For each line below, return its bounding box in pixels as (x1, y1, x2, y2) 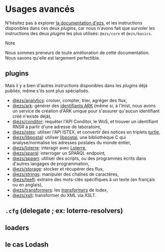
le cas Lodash (5, 240, 49, 249)
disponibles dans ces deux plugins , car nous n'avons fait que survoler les (5, 25, 155, 31)
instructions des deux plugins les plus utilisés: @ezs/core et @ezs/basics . (5, 30, 152, 36)
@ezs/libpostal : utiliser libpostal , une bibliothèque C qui (12, 134, 126, 140)
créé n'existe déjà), (12, 113, 52, 119)
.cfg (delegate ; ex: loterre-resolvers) (5, 207, 123, 215)
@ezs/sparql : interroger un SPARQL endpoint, (12, 150, 106, 156)
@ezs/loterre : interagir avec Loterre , (12, 145, 87, 151)
